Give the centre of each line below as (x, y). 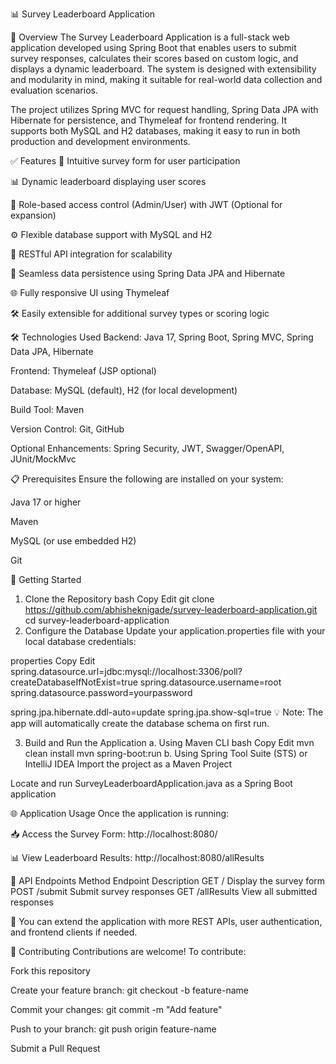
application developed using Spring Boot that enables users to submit (153, 47)
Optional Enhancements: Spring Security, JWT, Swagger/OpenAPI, (147, 448)
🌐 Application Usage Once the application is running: (120, 813)
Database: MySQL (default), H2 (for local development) (124, 390)
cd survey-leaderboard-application (97, 620)
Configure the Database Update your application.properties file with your (175, 631)
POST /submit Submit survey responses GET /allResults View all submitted (164, 891)
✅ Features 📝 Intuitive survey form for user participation (125, 161)
